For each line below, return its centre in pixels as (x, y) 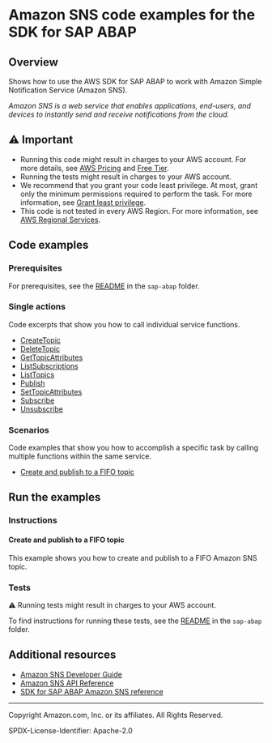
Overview (34, 62)
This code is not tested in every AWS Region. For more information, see (139, 211)
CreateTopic (40, 340)
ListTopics (37, 374)
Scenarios (29, 429)
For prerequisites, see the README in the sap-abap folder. (104, 286)
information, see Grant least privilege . (83, 202)
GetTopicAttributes (51, 357)
